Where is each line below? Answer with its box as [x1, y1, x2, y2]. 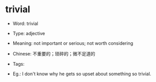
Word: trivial [12, 20, 38, 26]
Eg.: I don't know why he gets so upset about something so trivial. [12, 70, 151, 77]
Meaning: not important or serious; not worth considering [12, 40, 134, 46]
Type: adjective [12, 30, 45, 36]
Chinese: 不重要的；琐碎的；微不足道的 [12, 50, 95, 57]
